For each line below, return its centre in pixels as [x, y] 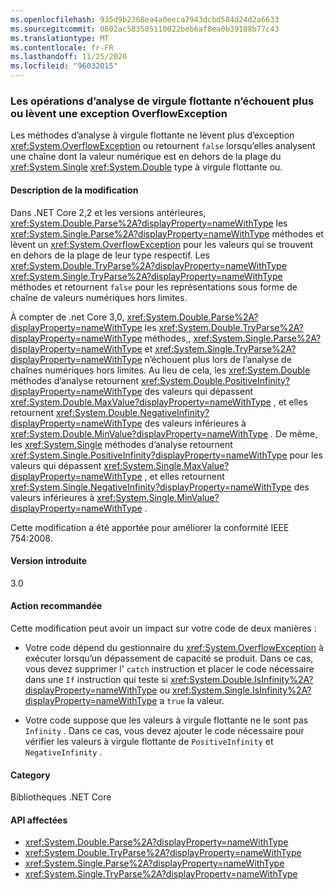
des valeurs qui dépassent [199, 391]
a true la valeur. [192, 700]
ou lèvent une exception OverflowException [119, 113]
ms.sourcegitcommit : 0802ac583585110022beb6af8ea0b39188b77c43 [145, 29]
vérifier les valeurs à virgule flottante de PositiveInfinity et [149, 741]
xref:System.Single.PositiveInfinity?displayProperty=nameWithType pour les [166, 455]
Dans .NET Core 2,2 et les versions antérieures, [108, 212]
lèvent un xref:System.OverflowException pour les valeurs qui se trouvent [162, 244]
